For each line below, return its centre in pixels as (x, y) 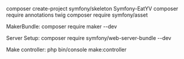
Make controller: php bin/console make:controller (66, 49)
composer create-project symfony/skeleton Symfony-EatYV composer (92, 9)
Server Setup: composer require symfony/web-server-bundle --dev (89, 38)
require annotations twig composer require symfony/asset (77, 15)
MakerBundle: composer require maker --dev (62, 27)
